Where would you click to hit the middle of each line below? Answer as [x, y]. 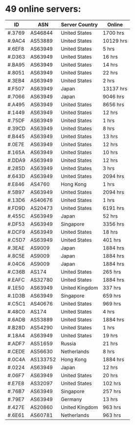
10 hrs [110, 152]
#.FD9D [16, 208]
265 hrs [112, 272]
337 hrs [112, 288]
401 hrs [112, 240]
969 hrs [112, 303]
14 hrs [110, 65]
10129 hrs [115, 41]
